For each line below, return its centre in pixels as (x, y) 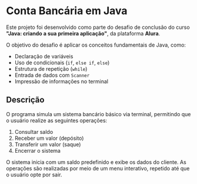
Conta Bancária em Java (67, 11)
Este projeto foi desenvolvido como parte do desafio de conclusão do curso (98, 27)
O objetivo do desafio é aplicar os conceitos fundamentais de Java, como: (96, 45)
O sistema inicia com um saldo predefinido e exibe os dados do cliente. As (96, 162)
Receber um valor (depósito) (49, 138)
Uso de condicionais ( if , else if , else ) (62, 63)
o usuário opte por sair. (34, 175)
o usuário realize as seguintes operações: (57, 120)
